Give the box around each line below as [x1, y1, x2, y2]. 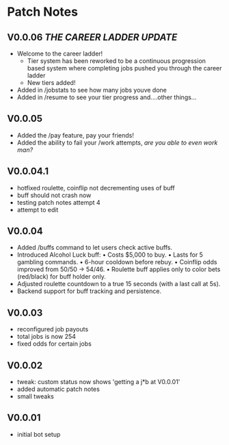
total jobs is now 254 [16, 333, 77, 341]
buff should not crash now [16, 191, 92, 199]
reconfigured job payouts [16, 325, 89, 333]
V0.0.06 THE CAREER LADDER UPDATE [7, 31, 178, 43]
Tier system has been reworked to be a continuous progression [27, 57, 206, 65]
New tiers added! [27, 79, 76, 86]
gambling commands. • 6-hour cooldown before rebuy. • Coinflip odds [16, 258, 217, 266]
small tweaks [16, 392, 55, 400]
